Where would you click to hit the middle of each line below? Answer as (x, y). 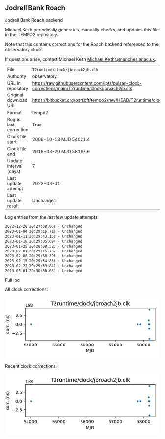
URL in (14, 83)
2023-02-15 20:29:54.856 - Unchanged (44, 261)
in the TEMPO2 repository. (32, 34)
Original (15, 95)
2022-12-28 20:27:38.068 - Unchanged (44, 226)
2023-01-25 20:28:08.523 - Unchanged (44, 246)
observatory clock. (24, 49)
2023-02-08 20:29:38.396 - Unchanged (44, 256)
